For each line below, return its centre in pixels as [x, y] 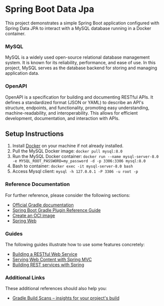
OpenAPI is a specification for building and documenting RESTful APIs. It [79, 97]
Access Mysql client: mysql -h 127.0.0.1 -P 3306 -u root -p [75, 171]
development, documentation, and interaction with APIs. [62, 118]
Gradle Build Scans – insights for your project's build [66, 298]
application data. [22, 73]
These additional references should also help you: [56, 289]
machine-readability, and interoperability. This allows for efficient [71, 113]
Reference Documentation [38, 184]
